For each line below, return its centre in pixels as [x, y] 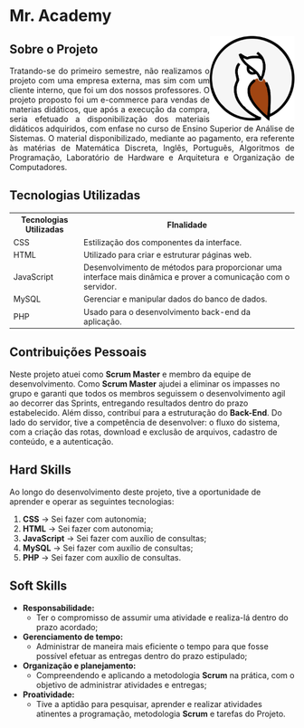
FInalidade [187, 225]
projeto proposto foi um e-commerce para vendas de [109, 100]
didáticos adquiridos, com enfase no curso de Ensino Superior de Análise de [152, 129]
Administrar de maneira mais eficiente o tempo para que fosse [152, 646]
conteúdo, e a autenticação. [62, 441]
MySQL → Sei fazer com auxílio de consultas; [108, 548]
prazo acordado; [67, 627]
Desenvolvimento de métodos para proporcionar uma [183, 267]
